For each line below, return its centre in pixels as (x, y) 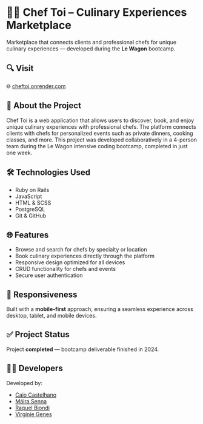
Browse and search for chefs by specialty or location (81, 250)
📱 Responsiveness (42, 294)
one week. (19, 152)
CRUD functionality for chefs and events (65, 269)
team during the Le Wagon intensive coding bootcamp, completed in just (97, 146)
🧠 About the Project (44, 106)
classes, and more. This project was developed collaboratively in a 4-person (102, 140)
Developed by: (24, 383)
